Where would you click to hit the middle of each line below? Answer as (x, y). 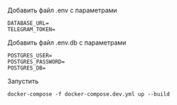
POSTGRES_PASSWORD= (36, 62)
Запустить (23, 81)
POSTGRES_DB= (27, 68)
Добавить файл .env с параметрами (62, 10)
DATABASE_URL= (28, 23)
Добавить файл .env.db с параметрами (67, 43)
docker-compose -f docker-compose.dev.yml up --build (89, 94)
